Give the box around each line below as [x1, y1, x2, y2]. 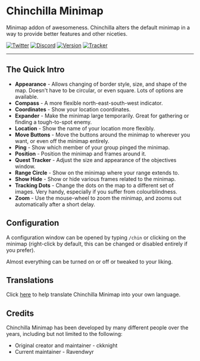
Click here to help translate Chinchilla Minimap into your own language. [6, 291, 181, 298]
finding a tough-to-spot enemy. [14, 118, 92, 126]
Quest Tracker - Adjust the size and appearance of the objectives [14, 156, 177, 163]
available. [14, 93, 39, 100]
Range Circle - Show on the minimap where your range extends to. [14, 169, 180, 176]
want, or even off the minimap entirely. [14, 137, 110, 144]
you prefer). [6, 246, 36, 254]
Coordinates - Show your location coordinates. [14, 105, 131, 113]
